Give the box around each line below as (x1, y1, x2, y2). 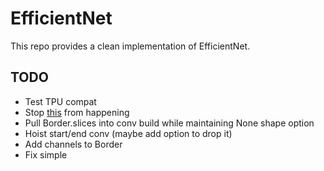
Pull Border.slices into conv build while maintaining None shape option (24, 117, 315, 129)
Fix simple (24, 148, 68, 161)
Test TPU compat (24, 95, 97, 107)
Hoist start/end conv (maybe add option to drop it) (24, 127, 233, 139)
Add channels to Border (24, 138, 123, 150)
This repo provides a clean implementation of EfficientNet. (10, 40, 251, 52)
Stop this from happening (24, 106, 130, 118)
